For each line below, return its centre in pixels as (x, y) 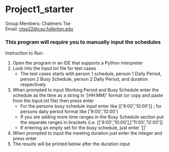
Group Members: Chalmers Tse (38, 23)
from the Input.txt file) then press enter (53, 101)
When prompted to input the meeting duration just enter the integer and (87, 133)
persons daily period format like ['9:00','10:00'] (69, 112)
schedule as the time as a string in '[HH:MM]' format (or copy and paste (88, 96)
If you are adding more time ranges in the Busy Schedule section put (92, 117)
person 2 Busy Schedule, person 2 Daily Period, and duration (84, 79)
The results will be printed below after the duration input (71, 144)
